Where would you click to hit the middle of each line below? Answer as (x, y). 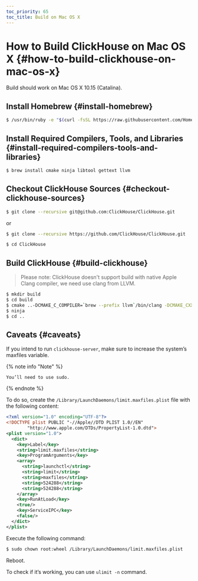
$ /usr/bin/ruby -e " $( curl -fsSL (49, 120)
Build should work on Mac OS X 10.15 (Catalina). (64, 88)
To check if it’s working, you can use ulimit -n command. (77, 572)
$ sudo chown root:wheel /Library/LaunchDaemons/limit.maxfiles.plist (95, 549)
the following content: (32, 406)
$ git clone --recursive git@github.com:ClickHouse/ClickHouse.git (91, 212)
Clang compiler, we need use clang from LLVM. (78, 284)
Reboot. (16, 560)
